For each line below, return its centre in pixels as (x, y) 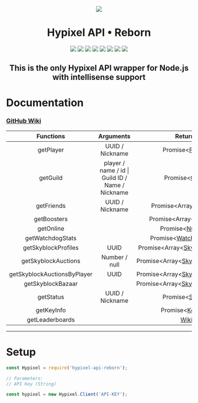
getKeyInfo (51, 310)
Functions (51, 136)
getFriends (51, 205)
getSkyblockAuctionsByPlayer (51, 274)
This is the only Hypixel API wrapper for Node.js (99, 68)
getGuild (51, 178)
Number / (114, 257)
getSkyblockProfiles (51, 248)
